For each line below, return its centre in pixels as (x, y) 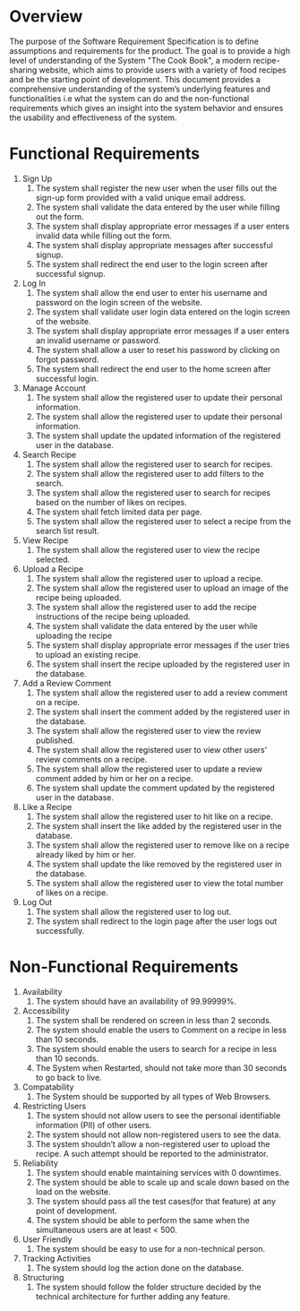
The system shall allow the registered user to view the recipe (148, 549)
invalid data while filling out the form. (104, 236)
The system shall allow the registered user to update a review (149, 769)
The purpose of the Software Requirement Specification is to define (134, 41)
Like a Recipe (47, 806)
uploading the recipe (74, 635)
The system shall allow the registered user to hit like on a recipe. (154, 816)
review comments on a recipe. (91, 759)
